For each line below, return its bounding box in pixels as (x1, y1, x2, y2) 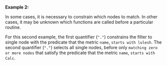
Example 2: (5, 4, 29, 10)
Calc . (5, 55, 16, 61)
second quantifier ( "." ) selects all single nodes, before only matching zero (5, 45, 158, 50)
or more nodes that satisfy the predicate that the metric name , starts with (5, 50, 156, 56)
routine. (5, 24, 21, 30)
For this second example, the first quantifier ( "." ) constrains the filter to (5, 34, 153, 40)
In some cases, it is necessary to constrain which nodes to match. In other (5, 14, 158, 19)
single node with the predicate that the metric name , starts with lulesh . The (5, 39, 162, 45)
